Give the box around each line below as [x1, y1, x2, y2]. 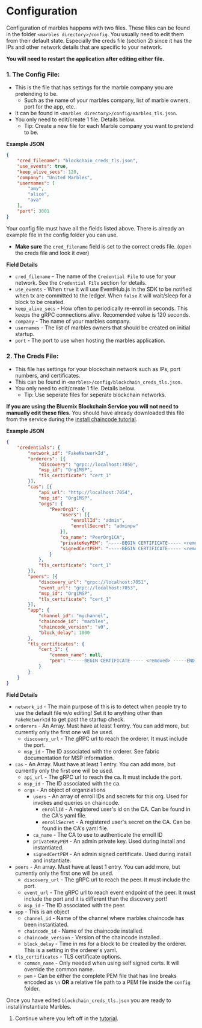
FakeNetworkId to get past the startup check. [14, 715, 125, 723]
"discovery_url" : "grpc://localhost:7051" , [38, 579, 149, 585]
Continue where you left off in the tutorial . [14, 1015, 118, 1022]
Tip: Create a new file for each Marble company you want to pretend [23, 122, 194, 130]
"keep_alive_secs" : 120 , [17, 169, 79, 175]
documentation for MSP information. [23, 754, 114, 761]
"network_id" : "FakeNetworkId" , [28, 450, 109, 456]
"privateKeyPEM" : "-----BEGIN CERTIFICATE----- [60, 540, 182, 546]
